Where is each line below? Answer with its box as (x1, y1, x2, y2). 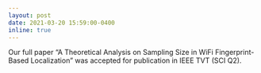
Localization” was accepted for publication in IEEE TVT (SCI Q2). (30, 56, 242, 65)
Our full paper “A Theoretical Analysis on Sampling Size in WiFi (8, 48, 214, 57)
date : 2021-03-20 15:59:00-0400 (8, 19, 115, 27)
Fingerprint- (215, 48, 255, 57)
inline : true (8, 26, 52, 34)
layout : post (8, 11, 52, 20)
